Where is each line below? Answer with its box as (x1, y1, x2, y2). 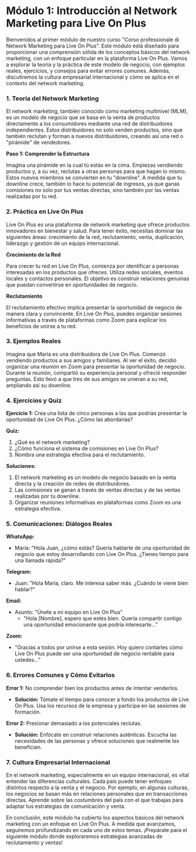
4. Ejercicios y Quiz (6, 396, 62, 405)
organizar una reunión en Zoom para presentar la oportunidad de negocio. (6, 363, 186, 370)
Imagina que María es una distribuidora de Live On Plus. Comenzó (6, 351, 166, 358)
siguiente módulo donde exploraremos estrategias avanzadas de (6, 833, 163, 840)
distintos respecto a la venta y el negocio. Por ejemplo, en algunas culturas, (6, 784, 189, 791)
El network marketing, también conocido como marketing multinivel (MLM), (6, 107, 188, 115)
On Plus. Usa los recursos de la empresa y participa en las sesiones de (14, 702, 187, 709)
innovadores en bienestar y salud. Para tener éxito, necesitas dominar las (6, 227, 184, 234)
